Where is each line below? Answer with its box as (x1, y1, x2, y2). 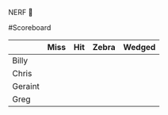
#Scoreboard (8, 23, 52, 32)
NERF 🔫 (8, 8, 33, 17)
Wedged (123, 42, 156, 52)
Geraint (12, 81, 40, 91)
